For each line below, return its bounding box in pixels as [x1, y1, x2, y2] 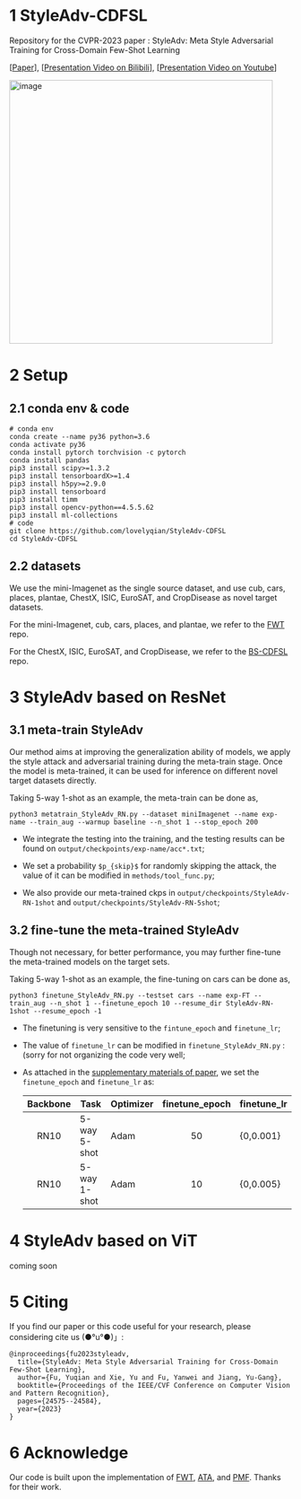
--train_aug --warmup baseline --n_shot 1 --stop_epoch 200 [29, 818, 258, 827]
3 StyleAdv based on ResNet [9, 687, 227, 707]
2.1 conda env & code [9, 400, 130, 416]
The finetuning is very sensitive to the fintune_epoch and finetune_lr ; [21, 1022, 280, 1033]
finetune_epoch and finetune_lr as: [21, 1076, 155, 1087]
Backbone [26, 1097, 72, 1109]
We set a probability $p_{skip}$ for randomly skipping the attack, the [21, 860, 278, 871]
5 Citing [9, 1292, 69, 1311]
